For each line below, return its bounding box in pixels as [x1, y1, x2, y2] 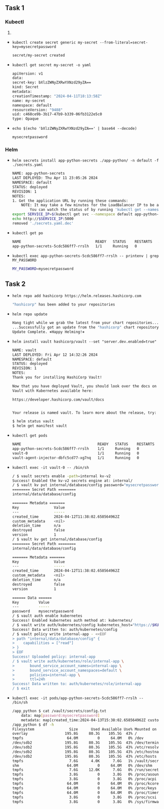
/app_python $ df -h [12, 722, 54, 727]
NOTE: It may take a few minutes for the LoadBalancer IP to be [21, 202, 155, 208]
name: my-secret [12, 98, 45, 103]
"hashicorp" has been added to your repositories [12, 302, 116, 307]
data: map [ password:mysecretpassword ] [21, 713, 100, 718]
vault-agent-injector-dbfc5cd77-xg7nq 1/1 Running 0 [12, 455, 140, 460]
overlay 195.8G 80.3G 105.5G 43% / [12, 731, 137, 736]
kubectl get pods [12, 433, 48, 438]
